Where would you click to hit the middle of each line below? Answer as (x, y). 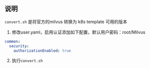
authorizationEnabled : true (42, 51)
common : (13, 41)
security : (19, 46)
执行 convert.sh (27, 61)
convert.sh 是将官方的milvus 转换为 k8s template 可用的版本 (66, 22)
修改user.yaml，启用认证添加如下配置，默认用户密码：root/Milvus (78, 32)
